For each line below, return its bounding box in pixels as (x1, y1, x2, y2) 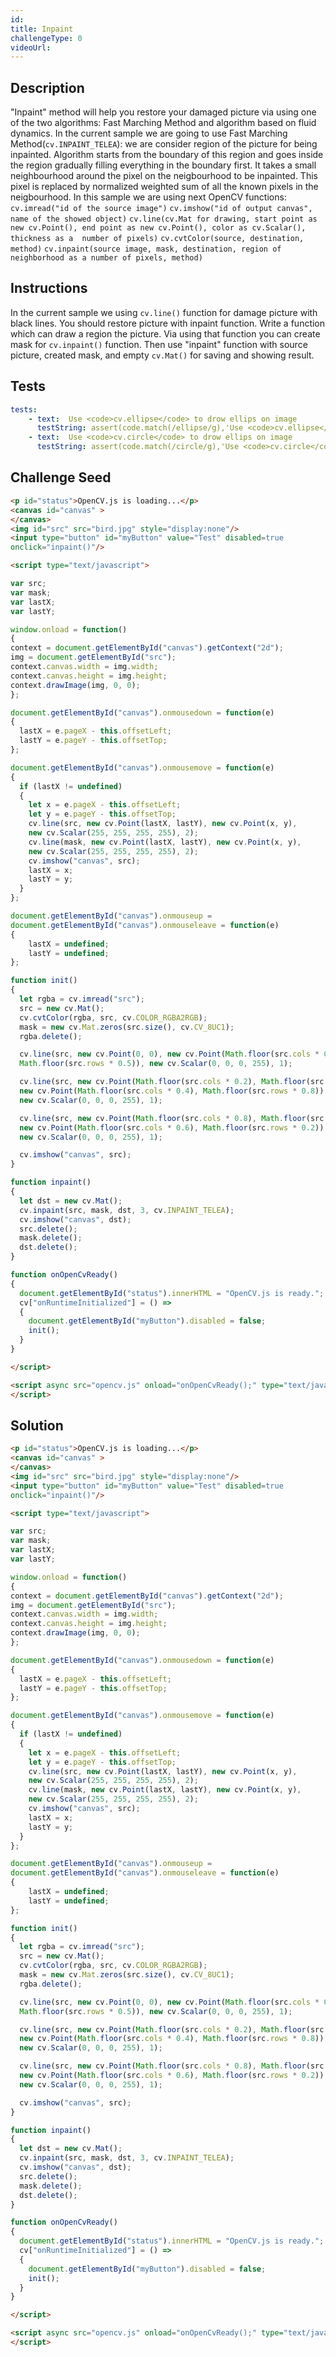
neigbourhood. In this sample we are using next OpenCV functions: (10, 191, 287, 203)
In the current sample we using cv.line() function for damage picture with (10, 306, 318, 318)
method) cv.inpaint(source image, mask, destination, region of (10, 244, 282, 255)
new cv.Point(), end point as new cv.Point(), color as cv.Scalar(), (10, 223, 307, 233)
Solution (10, 1417, 64, 1434)
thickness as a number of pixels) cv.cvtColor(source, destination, (10, 234, 305, 244)
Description (10, 79, 85, 96)
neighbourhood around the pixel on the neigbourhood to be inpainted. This (10, 170, 318, 182)
